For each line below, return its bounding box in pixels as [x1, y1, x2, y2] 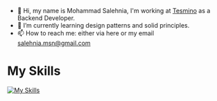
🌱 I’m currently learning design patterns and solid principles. [17, 21, 190, 29]
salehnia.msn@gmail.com [17, 39, 92, 47]
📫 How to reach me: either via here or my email [17, 29, 155, 37]
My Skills [7, 63, 61, 79]
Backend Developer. [17, 14, 75, 22]
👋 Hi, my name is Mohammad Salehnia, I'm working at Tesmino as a [17, 7, 211, 15]
